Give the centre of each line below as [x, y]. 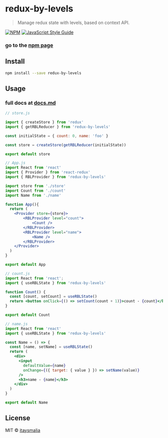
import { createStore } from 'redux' [44, 122]
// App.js [15, 163]
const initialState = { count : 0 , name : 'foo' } [57, 136]
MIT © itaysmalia [23, 430]
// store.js [17, 113]
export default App [25, 265]
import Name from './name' [33, 195]
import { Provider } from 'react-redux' [48, 172]
